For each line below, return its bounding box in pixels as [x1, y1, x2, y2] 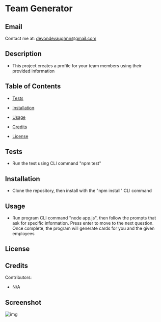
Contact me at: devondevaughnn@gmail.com [5, 35, 97, 41]
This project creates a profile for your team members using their [12, 62, 142, 69]
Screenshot [5, 298, 42, 307]
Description [5, 50, 42, 58]
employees [12, 231, 35, 237]
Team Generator [5, 3, 73, 14]
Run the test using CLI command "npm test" [12, 161, 102, 166]
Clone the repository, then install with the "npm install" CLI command [12, 188, 152, 194]
